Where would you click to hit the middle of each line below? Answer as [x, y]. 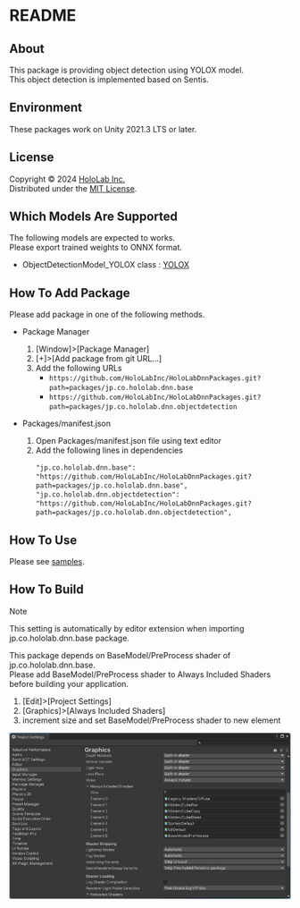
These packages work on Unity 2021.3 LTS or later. [103, 129]
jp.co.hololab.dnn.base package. [69, 638]
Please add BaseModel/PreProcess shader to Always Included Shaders [140, 674]
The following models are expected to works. [92, 238]
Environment [46, 108]
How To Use [43, 540]
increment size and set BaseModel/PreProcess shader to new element [151, 720]
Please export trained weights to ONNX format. [96, 248]
